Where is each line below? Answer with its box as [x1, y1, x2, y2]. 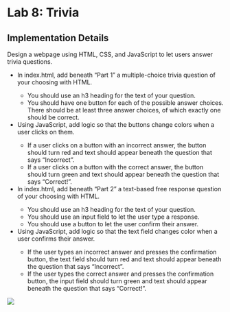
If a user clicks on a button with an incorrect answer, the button [27, 141, 207, 149]
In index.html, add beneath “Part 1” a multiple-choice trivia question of [16, 71, 216, 79]
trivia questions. [7, 58, 53, 66]
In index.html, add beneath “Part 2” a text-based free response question [16, 185, 222, 193]
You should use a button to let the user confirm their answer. [27, 220, 199, 228]
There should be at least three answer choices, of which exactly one [27, 106, 221, 114]
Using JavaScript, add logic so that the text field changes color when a [16, 228, 218, 235]
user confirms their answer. [16, 235, 95, 243]
